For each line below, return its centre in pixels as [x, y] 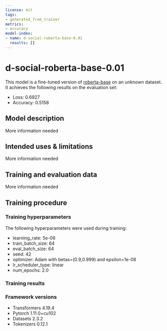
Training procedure [36, 203]
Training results [25, 283]
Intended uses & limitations [49, 147]
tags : [11, 15]
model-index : [19, 33]
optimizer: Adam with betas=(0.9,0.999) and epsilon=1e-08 [74, 259]
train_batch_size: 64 [33, 243]
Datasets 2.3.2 [28, 319]
